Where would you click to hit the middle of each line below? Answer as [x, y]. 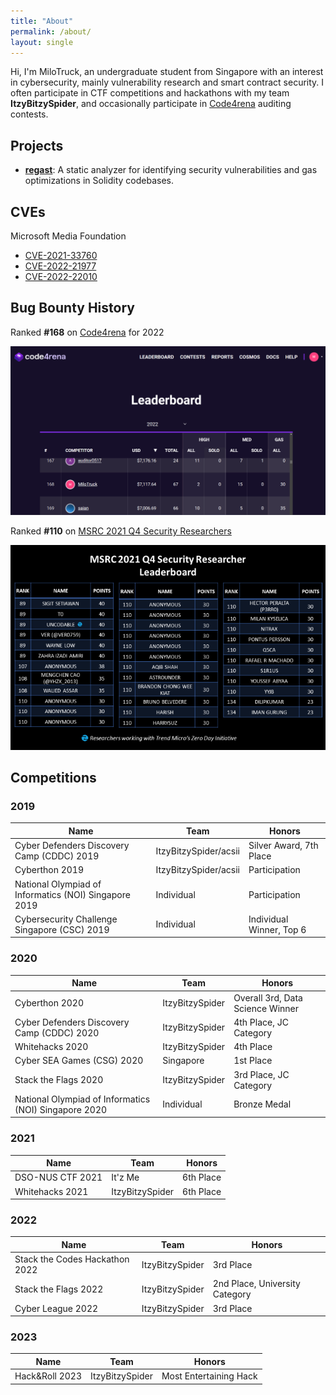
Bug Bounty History [72, 308]
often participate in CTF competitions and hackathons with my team [150, 93]
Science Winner [266, 1008]
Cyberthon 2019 [49, 870]
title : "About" [42, 21]
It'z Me [125, 1177]
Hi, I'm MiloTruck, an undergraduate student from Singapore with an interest [167, 72]
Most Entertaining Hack [209, 1376]
